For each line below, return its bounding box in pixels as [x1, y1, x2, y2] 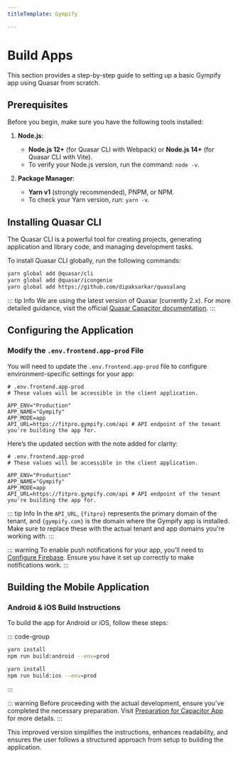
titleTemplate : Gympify [7, 10, 78, 18]
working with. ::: [7, 531, 55, 540]
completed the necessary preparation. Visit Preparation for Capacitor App [7, 706, 224, 715]
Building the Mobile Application [7, 581, 150, 593]
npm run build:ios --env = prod [7, 672, 97, 679]
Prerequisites [7, 99, 68, 111]
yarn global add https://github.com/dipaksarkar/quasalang [7, 283, 186, 290]
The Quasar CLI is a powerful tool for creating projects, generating [7, 235, 202, 244]
